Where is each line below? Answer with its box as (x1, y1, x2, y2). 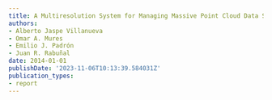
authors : (8, 19, 38, 27)
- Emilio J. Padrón (8, 42, 74, 50)
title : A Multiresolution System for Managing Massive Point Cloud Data (8, 11, 259, 20)
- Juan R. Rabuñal (8, 49, 70, 57)
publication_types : (8, 72, 74, 80)
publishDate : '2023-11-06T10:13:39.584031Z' (8, 65, 161, 73)
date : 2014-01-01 (8, 57, 67, 65)
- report (8, 79, 38, 87)
